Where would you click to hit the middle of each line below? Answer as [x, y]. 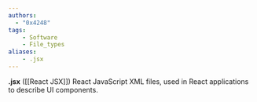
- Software [40, 37]
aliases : [22, 52]
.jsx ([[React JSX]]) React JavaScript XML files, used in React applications [128, 81]
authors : [22, 15]
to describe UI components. [53, 89]
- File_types [44, 45]
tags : [17, 30]
